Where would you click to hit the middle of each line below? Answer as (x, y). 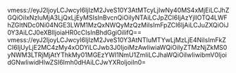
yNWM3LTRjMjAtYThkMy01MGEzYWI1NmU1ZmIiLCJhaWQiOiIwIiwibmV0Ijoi (117, 55)
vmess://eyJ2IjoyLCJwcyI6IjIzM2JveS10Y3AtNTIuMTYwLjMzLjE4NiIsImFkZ (117, 40)
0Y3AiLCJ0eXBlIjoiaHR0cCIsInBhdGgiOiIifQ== (75, 32)
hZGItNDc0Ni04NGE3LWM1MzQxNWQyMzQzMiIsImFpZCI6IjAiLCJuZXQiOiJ (118, 25)
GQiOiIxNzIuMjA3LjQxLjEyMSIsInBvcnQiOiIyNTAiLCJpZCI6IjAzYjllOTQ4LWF (117, 18)
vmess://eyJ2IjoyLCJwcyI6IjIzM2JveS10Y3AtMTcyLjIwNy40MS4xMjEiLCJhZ (118, 10)
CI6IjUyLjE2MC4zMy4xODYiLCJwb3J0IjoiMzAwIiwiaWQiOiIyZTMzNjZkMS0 (117, 47)
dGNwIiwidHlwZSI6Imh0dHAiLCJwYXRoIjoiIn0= (77, 62)
